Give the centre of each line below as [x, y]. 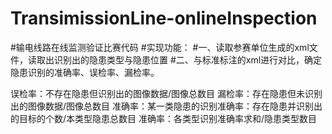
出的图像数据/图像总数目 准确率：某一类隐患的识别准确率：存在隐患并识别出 [166, 106]
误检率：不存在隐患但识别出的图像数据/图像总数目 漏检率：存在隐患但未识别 [166, 93]
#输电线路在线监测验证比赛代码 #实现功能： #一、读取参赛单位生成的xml [160, 47]
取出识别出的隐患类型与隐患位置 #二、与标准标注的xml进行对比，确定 [179, 59]
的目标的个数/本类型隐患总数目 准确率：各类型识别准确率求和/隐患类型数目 [164, 118]
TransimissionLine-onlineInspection [164, 18]
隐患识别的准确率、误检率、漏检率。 [85, 72]
